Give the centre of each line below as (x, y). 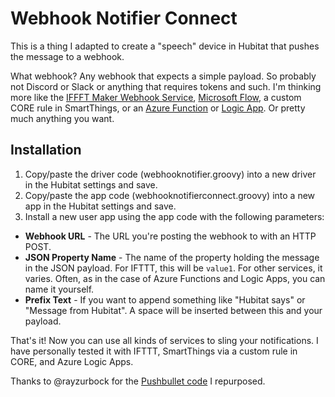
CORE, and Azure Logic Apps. (72, 361)
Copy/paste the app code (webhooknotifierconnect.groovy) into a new (170, 195)
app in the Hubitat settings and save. (100, 206)
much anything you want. (62, 118)
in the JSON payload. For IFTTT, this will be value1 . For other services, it (173, 268)
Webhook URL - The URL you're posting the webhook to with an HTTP (170, 236)
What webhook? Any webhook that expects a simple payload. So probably (163, 76)
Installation (46, 150)
